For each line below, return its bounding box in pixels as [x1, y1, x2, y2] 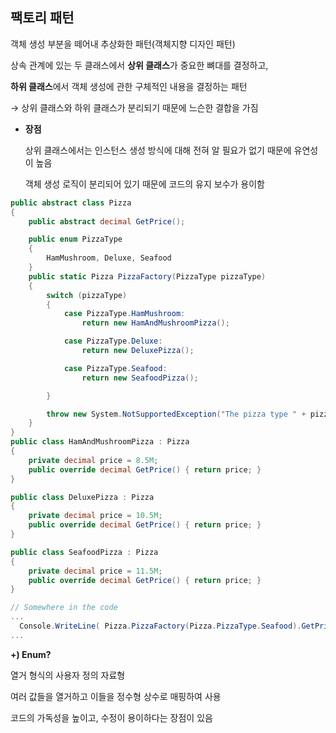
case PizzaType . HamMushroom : [63, 309, 186, 319]
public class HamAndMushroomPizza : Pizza [10, 437, 190, 447]
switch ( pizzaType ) [46, 290, 128, 300]
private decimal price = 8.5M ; [28, 455, 159, 465]
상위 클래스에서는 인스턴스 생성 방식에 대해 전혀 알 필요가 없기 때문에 [24, 144, 292, 156]
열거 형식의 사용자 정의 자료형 [10, 669, 126, 681]
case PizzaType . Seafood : [63, 363, 168, 373]
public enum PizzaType [28, 234, 123, 245]
